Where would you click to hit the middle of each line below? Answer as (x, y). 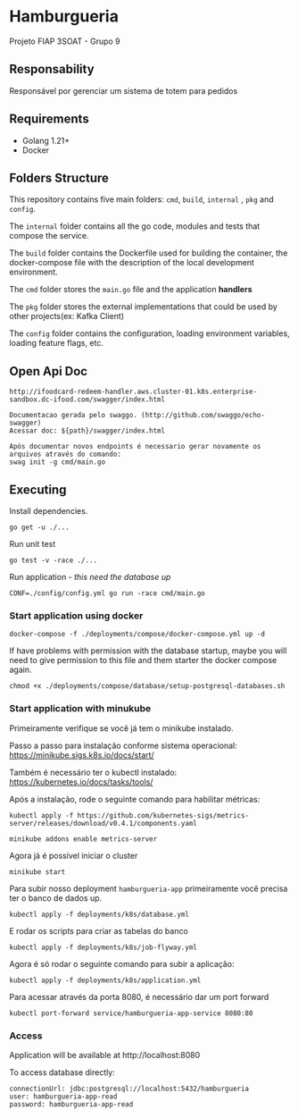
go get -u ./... (39, 527)
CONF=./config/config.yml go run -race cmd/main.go (107, 593)
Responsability (52, 69)
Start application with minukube (80, 709)
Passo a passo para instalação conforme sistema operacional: (124, 745)
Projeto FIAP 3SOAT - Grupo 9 (65, 41)
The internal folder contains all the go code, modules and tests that (135, 226)
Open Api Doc (48, 371)
